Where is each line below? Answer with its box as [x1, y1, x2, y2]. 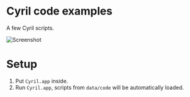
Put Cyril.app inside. [15, 77, 68, 84]
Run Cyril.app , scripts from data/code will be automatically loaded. [15, 84, 185, 91]
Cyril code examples [6, 4, 113, 18]
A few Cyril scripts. [6, 24, 54, 32]
